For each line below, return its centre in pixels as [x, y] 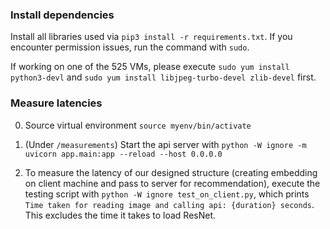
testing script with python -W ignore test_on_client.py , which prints [167, 194]
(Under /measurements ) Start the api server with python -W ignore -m [165, 144]
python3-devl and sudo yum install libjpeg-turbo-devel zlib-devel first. [163, 77]
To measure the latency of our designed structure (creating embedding [171, 172]
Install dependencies [62, 15]
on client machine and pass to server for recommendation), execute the [172, 183]
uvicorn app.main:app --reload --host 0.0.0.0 [123, 154]
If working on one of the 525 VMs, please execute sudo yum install [150, 67]
